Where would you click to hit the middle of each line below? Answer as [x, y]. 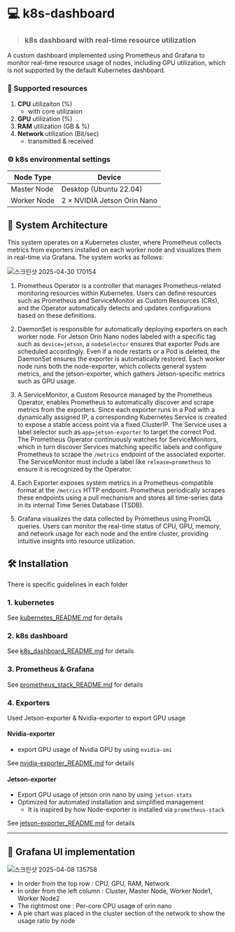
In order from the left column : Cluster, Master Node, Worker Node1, [115, 891]
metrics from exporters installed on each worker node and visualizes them [114, 249]
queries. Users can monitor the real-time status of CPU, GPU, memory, [119, 526]
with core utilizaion [55, 111]
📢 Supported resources [48, 88]
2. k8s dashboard [38, 636]
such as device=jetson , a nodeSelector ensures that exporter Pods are [119, 343]
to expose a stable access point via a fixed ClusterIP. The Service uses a [122, 424]
